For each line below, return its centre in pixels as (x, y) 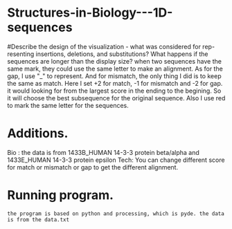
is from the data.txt (38, 219)
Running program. (61, 195)
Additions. (38, 134)
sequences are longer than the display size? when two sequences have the (114, 61)
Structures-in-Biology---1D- (90, 13)
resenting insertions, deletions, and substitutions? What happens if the (108, 54)
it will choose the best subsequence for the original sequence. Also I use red (116, 98)
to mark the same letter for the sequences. (68, 105)
